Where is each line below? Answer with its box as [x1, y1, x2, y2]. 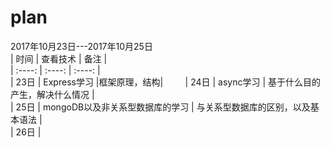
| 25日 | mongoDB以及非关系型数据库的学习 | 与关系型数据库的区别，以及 [10, 101, 311, 113]
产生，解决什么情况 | [10, 88, 95, 100]
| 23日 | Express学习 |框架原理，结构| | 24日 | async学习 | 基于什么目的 [10, 76, 322, 88]
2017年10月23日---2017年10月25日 [10, 40, 153, 52]
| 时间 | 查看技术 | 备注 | [10, 52, 108, 65]
